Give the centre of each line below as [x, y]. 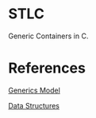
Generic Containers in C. [48, 36]
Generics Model [35, 90]
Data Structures [34, 105]
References [47, 68]
